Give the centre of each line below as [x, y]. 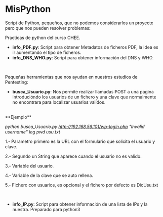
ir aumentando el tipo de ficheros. [47, 52]
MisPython [28, 9]
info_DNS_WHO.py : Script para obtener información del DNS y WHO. [83, 57]
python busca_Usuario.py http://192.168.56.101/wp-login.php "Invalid [75, 127]
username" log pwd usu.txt [33, 131]
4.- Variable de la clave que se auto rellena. [49, 175]
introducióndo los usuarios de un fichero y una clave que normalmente [84, 97]
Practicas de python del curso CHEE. [43, 38]
